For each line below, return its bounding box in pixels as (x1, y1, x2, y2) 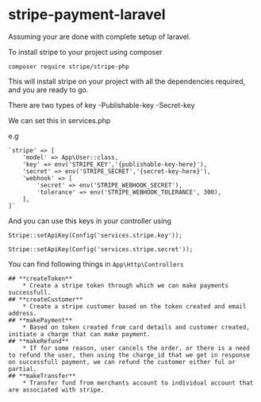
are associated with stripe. (8, 385, 105, 394)
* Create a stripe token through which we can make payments (22, 281, 228, 289)
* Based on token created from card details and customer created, (22, 323, 250, 331)
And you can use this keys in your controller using (8, 216, 172, 226)
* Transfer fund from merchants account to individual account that (22, 379, 254, 387)
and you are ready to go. (8, 85, 89, 95)
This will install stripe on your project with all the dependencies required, (8, 76, 246, 86)
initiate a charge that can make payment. (8, 330, 151, 338)
